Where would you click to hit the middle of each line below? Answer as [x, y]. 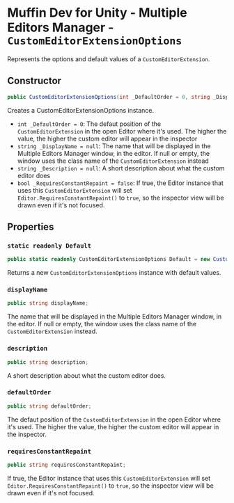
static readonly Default [49, 246]
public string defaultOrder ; [49, 406]
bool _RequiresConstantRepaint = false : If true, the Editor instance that [120, 183]
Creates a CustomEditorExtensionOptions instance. [81, 110]
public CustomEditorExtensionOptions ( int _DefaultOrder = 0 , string [109, 97]
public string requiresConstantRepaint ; [67, 465]
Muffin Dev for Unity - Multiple [97, 13]
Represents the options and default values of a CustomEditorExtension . [109, 59]
